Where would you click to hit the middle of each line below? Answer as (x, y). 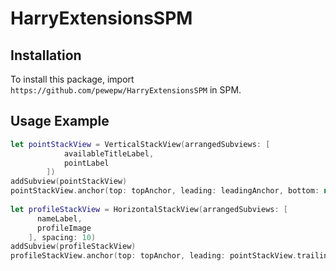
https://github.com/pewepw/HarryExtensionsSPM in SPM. (126, 90)
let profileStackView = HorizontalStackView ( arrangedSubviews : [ (149, 209)
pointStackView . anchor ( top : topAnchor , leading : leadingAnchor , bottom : (165, 191)
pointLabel (86, 163)
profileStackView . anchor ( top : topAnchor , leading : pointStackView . (154, 256)
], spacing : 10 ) (62, 237)
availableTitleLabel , (109, 153)
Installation (46, 55)
